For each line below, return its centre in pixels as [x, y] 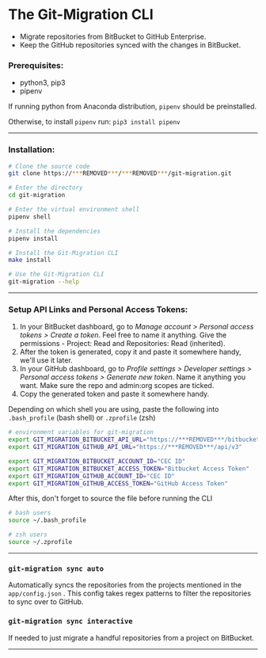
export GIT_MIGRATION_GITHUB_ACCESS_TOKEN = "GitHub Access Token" [118, 483]
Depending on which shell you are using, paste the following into [114, 409]
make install [30, 260]
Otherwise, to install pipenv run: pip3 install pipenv [94, 122]
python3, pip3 [42, 83]
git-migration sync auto [56, 569]
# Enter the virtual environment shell [74, 210]
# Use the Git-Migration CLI [56, 275]
